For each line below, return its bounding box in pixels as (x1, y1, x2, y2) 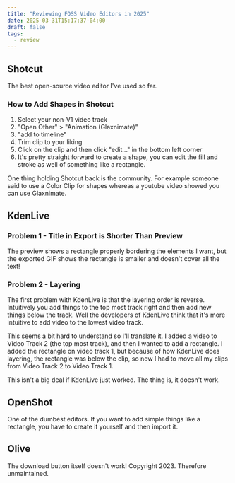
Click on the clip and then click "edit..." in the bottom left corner (17, 146, 203, 154)
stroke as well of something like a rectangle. (17, 161, 146, 169)
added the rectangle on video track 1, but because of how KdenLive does (7, 347, 220, 356)
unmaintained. (7, 469, 49, 477)
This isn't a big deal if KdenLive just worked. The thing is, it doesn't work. (7, 376, 220, 384)
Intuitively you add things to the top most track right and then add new (7, 303, 212, 312)
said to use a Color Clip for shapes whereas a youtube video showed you (7, 182, 220, 190)
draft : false (7, 23, 46, 30)
